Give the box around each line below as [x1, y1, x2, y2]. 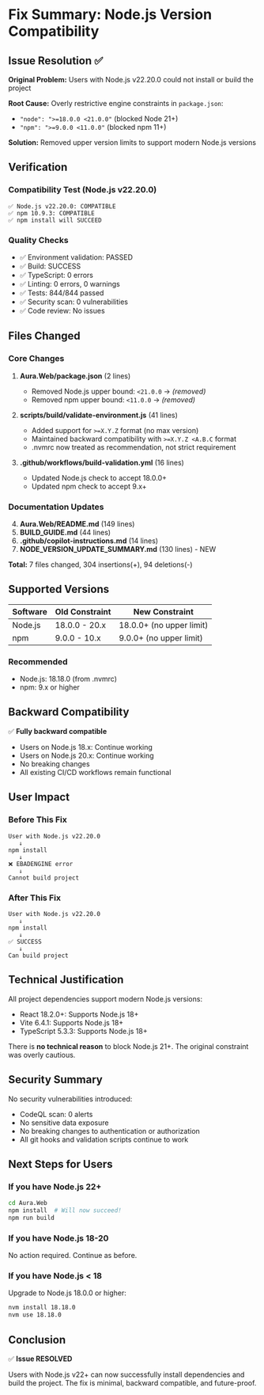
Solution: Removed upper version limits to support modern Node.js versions [8, 138, 257, 147]
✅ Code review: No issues [19, 306, 105, 315]
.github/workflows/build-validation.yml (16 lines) [19, 458, 184, 467]
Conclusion [8, 1332, 66, 1347]
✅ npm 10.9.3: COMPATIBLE [8, 209, 95, 217]
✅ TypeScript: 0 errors [19, 270, 93, 279]
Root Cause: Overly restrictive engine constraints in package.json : [8, 99, 224, 108]
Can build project [8, 952, 69, 960]
